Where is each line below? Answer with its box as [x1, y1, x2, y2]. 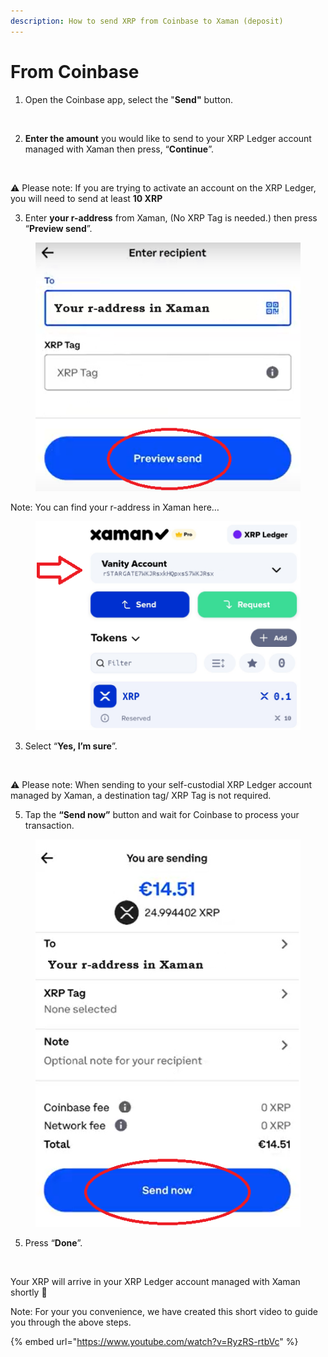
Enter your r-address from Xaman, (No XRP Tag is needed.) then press [24, 211, 318, 224]
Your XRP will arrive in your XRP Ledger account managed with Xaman [10, 1276, 301, 1288]
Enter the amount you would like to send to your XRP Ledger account [24, 132, 312, 144]
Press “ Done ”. [24, 1237, 83, 1249]
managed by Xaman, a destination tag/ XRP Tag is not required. [10, 790, 272, 802]
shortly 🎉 [10, 1286, 48, 1299]
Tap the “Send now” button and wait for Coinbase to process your [24, 809, 300, 821]
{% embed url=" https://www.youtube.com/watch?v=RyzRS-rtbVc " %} [10, 1336, 299, 1348]
